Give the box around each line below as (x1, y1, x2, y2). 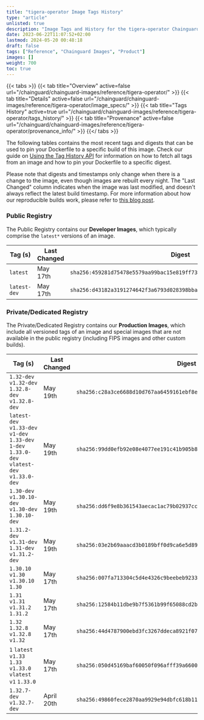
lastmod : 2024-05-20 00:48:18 (6, 37, 83, 43)
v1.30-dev (9, 506, 38, 512)
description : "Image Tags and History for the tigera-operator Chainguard (6, 26, 200, 32)
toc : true (6, 65, 32, 72)
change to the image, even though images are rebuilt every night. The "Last (6, 177, 195, 185)
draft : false (6, 43, 39, 49)
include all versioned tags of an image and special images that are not (6, 328, 182, 335)
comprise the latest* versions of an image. (6, 232, 115, 239)
